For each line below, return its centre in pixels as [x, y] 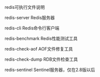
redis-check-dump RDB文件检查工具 [41, 59]
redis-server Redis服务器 [30, 18]
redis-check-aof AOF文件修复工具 [39, 49]
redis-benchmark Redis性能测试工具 [41, 38]
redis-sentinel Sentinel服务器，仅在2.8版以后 [50, 70]
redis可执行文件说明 [25, 7]
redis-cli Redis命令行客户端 [32, 28]
